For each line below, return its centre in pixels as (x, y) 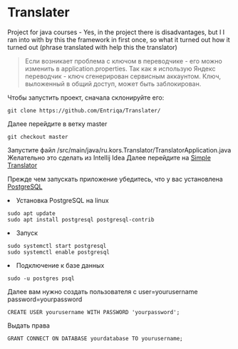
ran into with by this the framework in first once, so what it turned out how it (119, 39)
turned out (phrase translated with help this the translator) (93, 47)
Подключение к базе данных (61, 265)
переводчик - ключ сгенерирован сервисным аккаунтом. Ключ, (123, 76)
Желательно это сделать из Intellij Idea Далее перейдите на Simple (109, 157)
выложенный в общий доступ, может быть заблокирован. (113, 83)
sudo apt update (31, 213)
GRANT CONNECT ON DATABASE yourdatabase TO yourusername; (95, 338)
